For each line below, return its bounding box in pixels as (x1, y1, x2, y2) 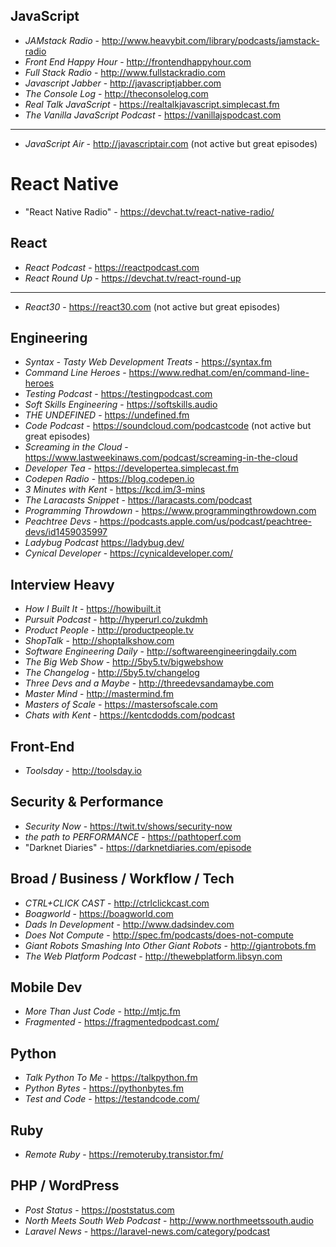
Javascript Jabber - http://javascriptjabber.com (24, 77, 222, 89)
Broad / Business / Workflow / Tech (10, 870, 235, 888)
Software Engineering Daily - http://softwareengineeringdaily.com (24, 645, 297, 658)
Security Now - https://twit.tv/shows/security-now (24, 820, 233, 832)
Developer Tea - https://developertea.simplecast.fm (24, 462, 239, 474)
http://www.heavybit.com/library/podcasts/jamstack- (101, 34, 320, 46)
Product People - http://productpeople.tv (24, 624, 194, 636)
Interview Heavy (10, 576, 115, 593)
